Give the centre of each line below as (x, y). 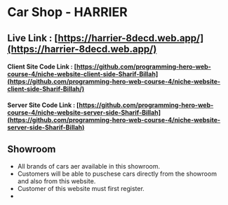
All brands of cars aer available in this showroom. (88, 166)
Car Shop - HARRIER (67, 12)
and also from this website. (56, 181)
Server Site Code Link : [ (43, 105)
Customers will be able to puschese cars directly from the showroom (117, 174)
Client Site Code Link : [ (42, 66)
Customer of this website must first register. (81, 188)
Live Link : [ (33, 38)
